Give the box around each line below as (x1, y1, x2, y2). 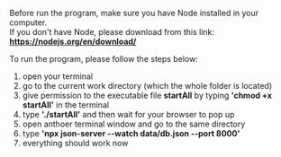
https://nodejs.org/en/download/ (9, 36, 137, 47)
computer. (9, 17, 48, 28)
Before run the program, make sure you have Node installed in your (9, 8, 259, 18)
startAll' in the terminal (22, 100, 110, 110)
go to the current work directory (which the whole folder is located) (22, 81, 273, 91)
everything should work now (22, 138, 129, 148)
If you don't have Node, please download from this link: (9, 27, 214, 37)
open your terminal (22, 71, 93, 82)
